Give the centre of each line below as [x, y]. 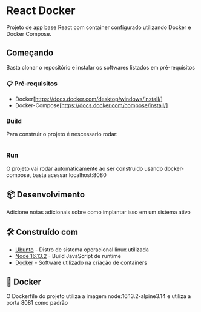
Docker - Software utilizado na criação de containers [81, 263]
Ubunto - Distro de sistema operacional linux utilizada [82, 250]
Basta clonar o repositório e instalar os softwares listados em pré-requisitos [101, 67]
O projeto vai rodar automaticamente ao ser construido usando [85, 168]
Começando [30, 53]
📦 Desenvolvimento [46, 195]
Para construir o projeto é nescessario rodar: [62, 134]
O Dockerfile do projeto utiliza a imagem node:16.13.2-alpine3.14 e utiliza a [99, 296]
